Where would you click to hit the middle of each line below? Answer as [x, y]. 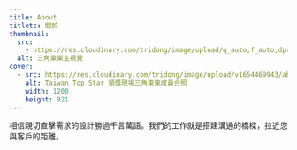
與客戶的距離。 [36, 137]
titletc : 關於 [34, 26]
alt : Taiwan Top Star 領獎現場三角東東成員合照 [106, 83]
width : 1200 [47, 91]
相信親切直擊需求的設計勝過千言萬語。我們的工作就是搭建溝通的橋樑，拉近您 [148, 125]
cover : [21, 67]
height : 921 [47, 99]
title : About [33, 17]
